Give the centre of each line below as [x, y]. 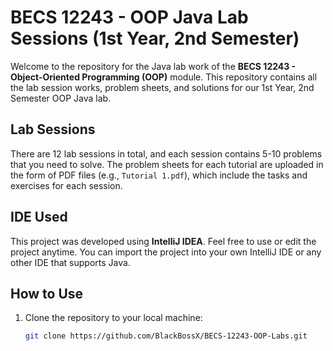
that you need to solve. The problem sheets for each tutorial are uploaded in [167, 164]
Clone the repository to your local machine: [113, 318]
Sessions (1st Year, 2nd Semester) [155, 38]
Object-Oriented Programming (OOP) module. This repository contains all [164, 77]
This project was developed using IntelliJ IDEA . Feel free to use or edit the [163, 241]
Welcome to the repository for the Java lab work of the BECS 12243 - [153, 66]
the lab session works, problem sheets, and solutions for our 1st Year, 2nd [162, 87]
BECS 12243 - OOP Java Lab [129, 17]
